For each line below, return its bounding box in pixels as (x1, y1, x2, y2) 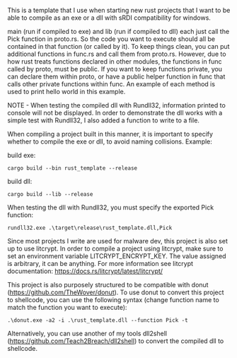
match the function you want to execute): (7, 304, 127, 311)
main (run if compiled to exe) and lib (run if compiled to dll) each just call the (7, 28, 230, 35)
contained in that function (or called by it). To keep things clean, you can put (7, 42, 230, 50)
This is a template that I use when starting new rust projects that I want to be (7, 6, 231, 14)
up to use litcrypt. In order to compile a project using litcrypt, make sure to (7, 244, 224, 253)
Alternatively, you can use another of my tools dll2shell (7, 329, 168, 337)
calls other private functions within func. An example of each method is (7, 80, 216, 88)
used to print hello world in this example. (7, 88, 126, 96)
